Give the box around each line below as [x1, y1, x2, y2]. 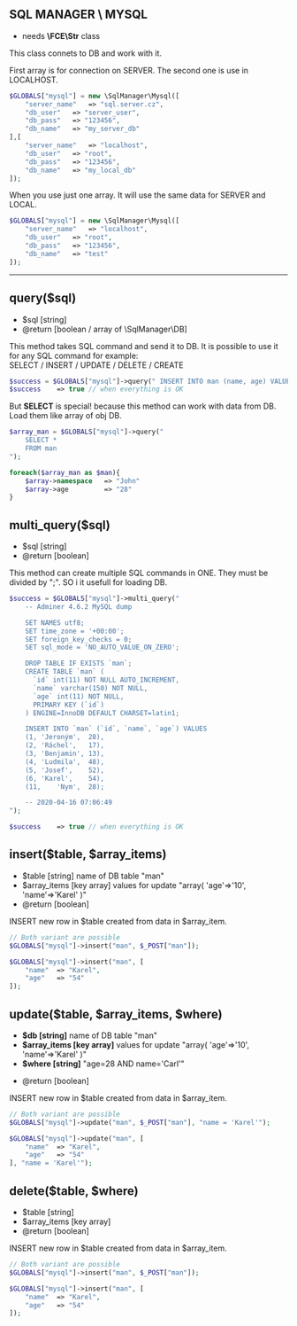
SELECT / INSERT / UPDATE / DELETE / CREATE [9, 359, 184, 370]
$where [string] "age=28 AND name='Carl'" [21, 1058, 185, 1069]
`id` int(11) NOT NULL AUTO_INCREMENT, [32, 675, 179, 685]
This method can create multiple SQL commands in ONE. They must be [9, 567, 269, 579]
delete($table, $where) [9, 1183, 139, 1198]
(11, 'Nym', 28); [25, 782, 104, 792]
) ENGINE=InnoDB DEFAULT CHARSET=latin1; [25, 708, 179, 717]
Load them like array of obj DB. [9, 410, 122, 421]
